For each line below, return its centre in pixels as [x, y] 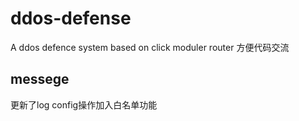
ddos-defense [71, 18]
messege [40, 79]
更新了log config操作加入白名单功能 [84, 104]
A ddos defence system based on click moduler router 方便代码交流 [150, 47]
